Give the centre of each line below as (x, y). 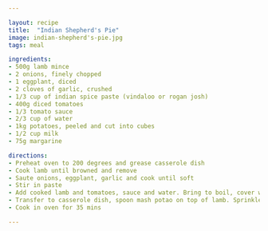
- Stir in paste (35, 185)
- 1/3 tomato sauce (41, 112)
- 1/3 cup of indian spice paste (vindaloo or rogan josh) (108, 97)
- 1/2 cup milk (33, 134)
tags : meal (26, 45)
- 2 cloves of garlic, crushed (60, 89)
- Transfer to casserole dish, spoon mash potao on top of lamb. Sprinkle (135, 201)
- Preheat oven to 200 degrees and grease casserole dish (106, 163)
